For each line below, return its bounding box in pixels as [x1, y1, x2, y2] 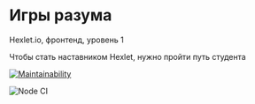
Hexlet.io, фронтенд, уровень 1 [9, 34, 124, 45]
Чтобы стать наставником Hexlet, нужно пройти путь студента [9, 51, 246, 62]
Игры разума [9, 5, 112, 26]
